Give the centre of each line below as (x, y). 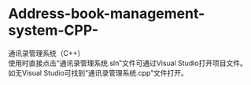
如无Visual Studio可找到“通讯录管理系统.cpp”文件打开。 (98, 72)
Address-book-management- (107, 14)
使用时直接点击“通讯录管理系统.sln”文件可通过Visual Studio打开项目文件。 (128, 63)
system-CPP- (54, 30)
